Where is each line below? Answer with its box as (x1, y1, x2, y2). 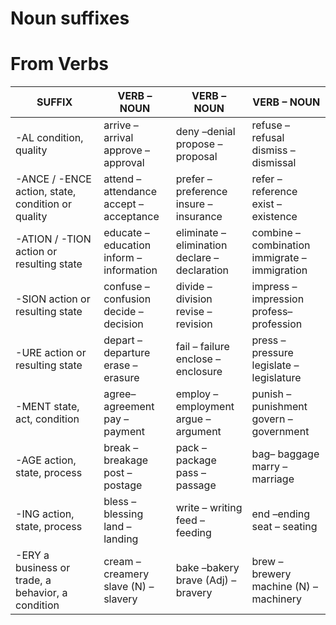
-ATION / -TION (15, 232, 92, 246)
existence (251, 210, 298, 224)
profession (251, 317, 303, 331)
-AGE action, (15, 453, 77, 467)
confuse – (103, 280, 150, 294)
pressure (251, 346, 294, 360)
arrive (103, 118, 132, 132)
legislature (251, 371, 302, 385)
